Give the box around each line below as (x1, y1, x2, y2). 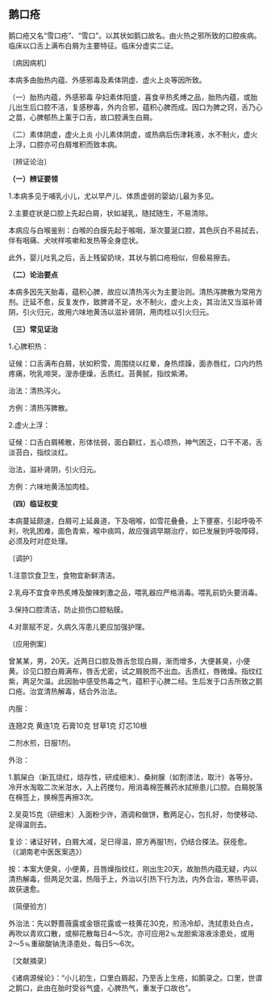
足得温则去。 (8, 819, 51, 829)
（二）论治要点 (8, 270, 58, 279)
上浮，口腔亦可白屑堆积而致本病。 (8, 140, 122, 149)
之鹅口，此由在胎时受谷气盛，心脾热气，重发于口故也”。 (8, 983, 196, 993)
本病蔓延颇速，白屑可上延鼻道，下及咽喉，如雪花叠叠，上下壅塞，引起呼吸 (8, 516, 256, 525)
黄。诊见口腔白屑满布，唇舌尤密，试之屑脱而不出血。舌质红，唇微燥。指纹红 (8, 666, 263, 676)
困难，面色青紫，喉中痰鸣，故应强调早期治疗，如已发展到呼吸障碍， (35, 525, 263, 535)
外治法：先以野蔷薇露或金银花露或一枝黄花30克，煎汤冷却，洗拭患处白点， (8, 918, 258, 928)
